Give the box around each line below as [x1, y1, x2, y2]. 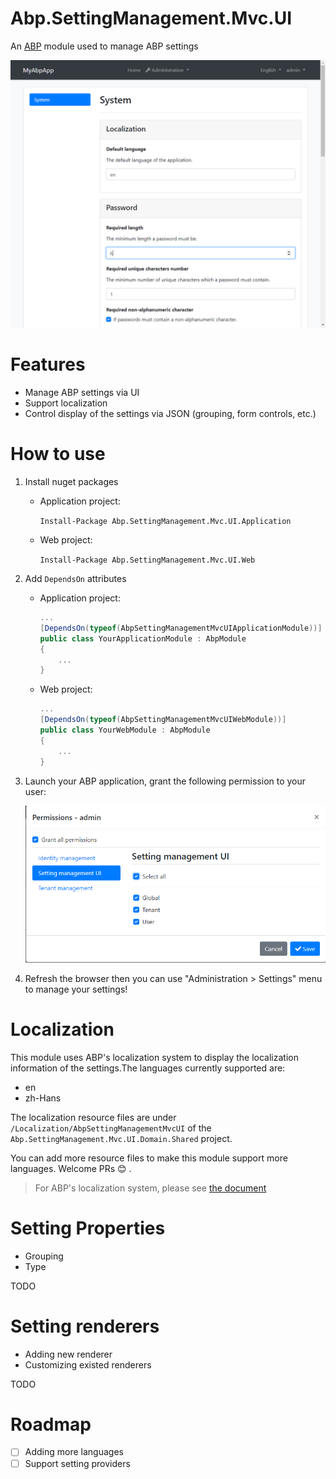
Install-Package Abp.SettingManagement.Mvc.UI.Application [39, 517, 292, 527]
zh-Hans [24, 1092, 62, 1104]
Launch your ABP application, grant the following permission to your [24, 775, 307, 787]
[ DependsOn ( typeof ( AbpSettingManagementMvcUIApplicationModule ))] [39, 623, 323, 633]
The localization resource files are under [10, 1111, 177, 1123]
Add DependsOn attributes [24, 573, 127, 585]
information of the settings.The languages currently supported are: [10, 1062, 286, 1074]
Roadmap [10, 1413, 92, 1436]
